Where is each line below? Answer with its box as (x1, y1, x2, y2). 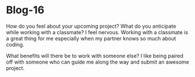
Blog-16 (6, 3, 45, 17)
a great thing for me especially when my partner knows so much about (6, 35, 176, 42)
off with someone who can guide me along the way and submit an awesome (6, 58, 190, 65)
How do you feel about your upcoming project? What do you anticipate (6, 23, 176, 30)
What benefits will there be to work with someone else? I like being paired (6, 52, 184, 59)
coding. (6, 41, 25, 48)
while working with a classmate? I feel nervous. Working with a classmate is (6, 28, 189, 35)
